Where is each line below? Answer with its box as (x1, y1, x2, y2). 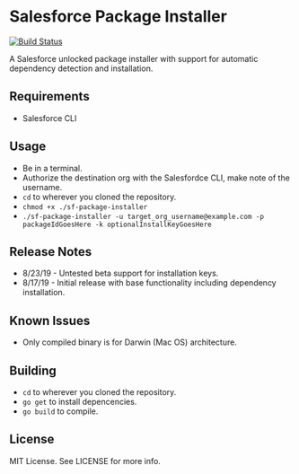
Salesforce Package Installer (9, 6, 227, 27)
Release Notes (9, 244, 92, 259)
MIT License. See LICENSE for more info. (9, 455, 162, 466)
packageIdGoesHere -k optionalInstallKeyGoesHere (22, 220, 213, 229)
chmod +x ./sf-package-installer (22, 202, 148, 212)
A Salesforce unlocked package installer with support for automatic (9, 53, 259, 64)
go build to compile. (22, 406, 99, 417)
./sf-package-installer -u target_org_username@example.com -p (22, 212, 265, 221)
